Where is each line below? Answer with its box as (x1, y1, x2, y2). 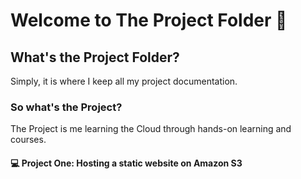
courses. (10, 134, 47, 146)
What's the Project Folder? (10, 49, 180, 66)
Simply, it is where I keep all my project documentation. (10, 75, 238, 87)
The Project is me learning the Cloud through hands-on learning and (10, 123, 292, 135)
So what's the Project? (10, 100, 123, 114)
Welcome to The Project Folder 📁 (10, 9, 288, 32)
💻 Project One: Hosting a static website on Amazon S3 (10, 157, 243, 169)
